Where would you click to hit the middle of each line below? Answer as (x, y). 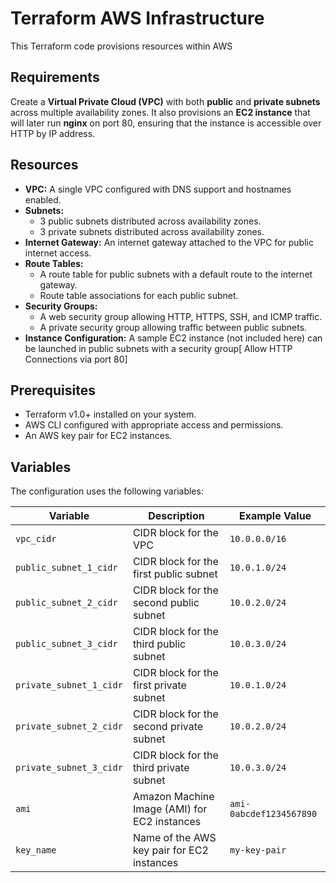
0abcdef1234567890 (273, 814)
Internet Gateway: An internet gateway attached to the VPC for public (169, 242)
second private (168, 727)
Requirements (55, 77)
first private (159, 685)
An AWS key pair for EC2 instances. (98, 436)
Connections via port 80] (76, 359)
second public (166, 603)
